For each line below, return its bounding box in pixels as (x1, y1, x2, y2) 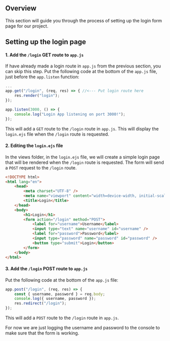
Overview (5, 4, 37, 13)
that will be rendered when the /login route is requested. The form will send (5, 159, 164, 165)
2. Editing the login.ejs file (5, 143, 63, 149)
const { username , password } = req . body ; (14, 291, 105, 296)
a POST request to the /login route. (5, 164, 77, 170)
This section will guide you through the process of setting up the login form (5, 17, 162, 23)
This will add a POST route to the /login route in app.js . (5, 315, 119, 321)
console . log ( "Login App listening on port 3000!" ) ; (14, 112, 125, 117)
